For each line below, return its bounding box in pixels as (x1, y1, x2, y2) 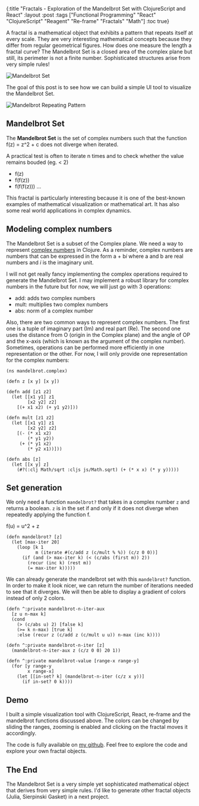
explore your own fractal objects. (6, 748, 87, 755)
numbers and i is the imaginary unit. (6, 258, 94, 266)
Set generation (6, 483, 62, 493)
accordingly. (6, 730, 37, 737)
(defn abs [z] (6, 456, 42, 462)
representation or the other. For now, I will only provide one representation (6, 350, 188, 357)
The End (6, 764, 37, 775)
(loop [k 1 (17, 545, 44, 551)
